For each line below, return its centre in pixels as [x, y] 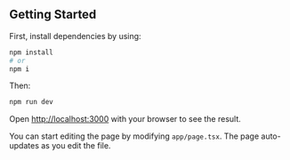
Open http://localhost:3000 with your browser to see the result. [125, 119]
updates [24, 146]
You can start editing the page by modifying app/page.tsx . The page [134, 136]
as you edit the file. [76, 146]
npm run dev [31, 102]
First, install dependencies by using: [75, 36]
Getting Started [53, 15]
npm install [31, 52]
